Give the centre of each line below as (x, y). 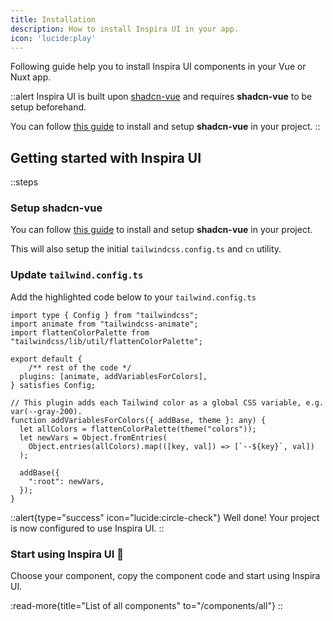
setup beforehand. (48, 107)
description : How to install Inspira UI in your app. (125, 29)
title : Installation (53, 19)
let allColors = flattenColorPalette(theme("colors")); (138, 429)
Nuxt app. (31, 77)
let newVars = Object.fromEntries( (93, 437)
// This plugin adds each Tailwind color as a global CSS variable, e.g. (167, 402)
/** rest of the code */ (80, 367)
